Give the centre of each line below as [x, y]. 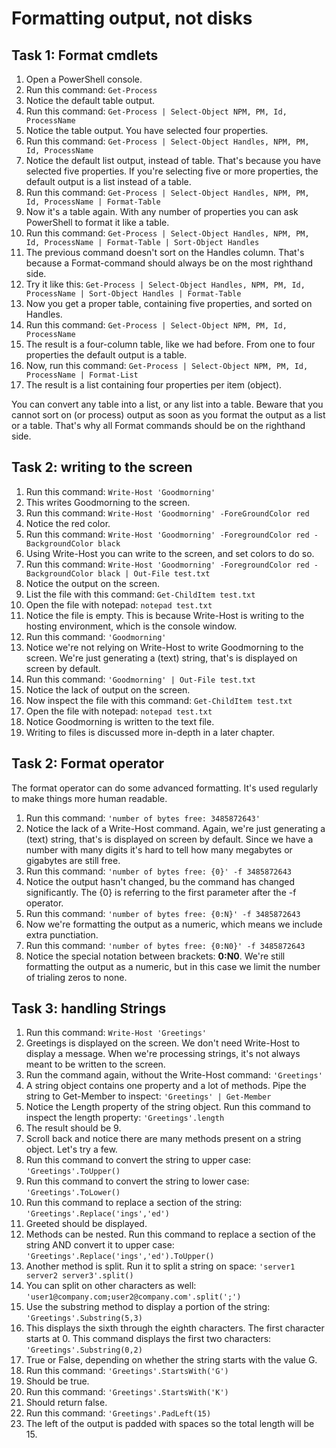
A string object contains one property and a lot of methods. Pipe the [166, 1086]
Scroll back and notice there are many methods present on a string [163, 1139]
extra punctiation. [62, 934]
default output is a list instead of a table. [108, 181]
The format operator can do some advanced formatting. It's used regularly [165, 788]
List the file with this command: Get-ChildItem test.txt [140, 594]
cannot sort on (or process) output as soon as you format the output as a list [168, 415]
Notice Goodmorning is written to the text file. [120, 721]
